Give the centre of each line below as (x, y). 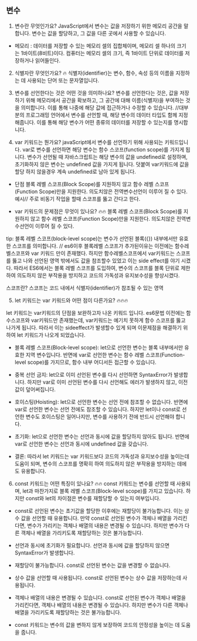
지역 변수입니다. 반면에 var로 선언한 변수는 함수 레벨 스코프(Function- (105, 354)
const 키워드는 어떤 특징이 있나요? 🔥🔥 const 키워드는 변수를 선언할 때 (95, 483)
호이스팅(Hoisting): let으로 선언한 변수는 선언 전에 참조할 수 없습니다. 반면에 (101, 401)
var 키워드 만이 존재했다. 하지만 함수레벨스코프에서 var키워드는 (103, 253)
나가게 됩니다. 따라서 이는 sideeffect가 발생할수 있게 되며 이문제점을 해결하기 (94, 327)
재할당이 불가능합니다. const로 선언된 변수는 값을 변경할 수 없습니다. (92, 565)
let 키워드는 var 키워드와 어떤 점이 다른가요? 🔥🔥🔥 (71, 300)
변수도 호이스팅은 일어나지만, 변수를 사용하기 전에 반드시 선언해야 (100, 416)
